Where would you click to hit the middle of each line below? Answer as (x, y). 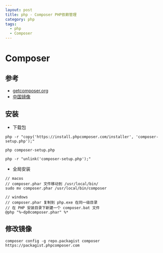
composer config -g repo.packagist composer (53, 241)
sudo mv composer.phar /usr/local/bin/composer (56, 188)
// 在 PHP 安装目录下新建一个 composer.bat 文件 (53, 208)
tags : (11, 24)
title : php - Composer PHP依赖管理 (41, 15)
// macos (14, 178)
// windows (17, 197)
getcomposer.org (30, 91)
